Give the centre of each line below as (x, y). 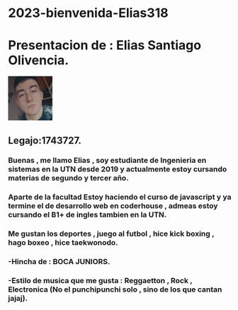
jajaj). (18, 299)
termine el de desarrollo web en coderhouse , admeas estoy (113, 206)
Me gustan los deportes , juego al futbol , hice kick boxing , (111, 234)
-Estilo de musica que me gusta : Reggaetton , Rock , (100, 281)
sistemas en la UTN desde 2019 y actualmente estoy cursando (118, 169)
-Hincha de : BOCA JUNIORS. (59, 262)
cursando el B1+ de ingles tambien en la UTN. (87, 215)
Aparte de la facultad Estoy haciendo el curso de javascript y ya (120, 197)
